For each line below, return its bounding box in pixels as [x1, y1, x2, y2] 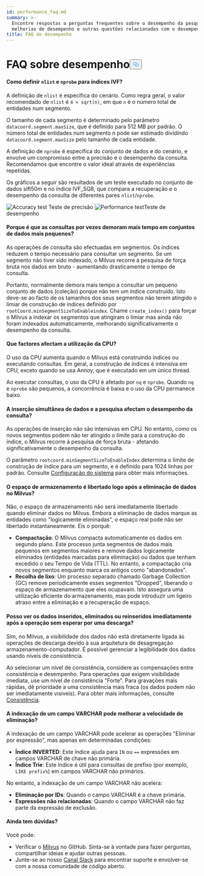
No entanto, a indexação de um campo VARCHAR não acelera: [6, 779, 163, 787]
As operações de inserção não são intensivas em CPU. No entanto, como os [6, 425, 197, 433]
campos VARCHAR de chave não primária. [15, 755, 121, 762]
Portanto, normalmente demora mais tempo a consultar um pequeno [6, 281, 178, 289]
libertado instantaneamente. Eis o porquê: [6, 522, 111, 530]
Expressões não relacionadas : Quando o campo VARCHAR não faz [15, 797, 185, 805]
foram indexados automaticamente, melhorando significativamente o [6, 320, 178, 327]
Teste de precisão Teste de [48, 203, 166, 210]
